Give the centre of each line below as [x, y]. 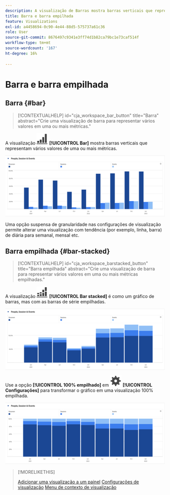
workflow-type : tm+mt [28, 43]
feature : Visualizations [31, 21]
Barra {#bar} [26, 103]
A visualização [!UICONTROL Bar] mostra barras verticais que [76, 143]
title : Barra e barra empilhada [39, 16]
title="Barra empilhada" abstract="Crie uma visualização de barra [86, 269]
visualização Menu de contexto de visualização [67, 487]
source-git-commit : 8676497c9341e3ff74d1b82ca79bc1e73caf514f [72, 37]
